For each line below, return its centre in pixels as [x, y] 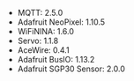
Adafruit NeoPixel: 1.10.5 [61, 22]
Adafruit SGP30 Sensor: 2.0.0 [71, 69]
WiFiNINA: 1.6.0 [46, 31]
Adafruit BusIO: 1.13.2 [56, 59]
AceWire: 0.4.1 [43, 50]
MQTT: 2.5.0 [40, 13]
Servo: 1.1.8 [38, 40]
